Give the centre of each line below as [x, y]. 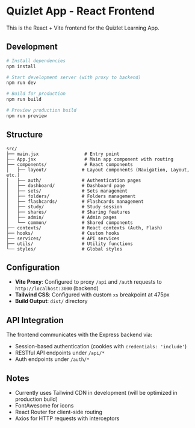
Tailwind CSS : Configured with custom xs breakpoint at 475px [92, 295]
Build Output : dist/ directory [51, 301]
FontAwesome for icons [44, 405]
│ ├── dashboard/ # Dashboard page [66, 185]
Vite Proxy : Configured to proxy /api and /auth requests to [88, 282]
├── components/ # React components [70, 164]
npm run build [24, 100]
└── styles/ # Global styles [64, 249]
